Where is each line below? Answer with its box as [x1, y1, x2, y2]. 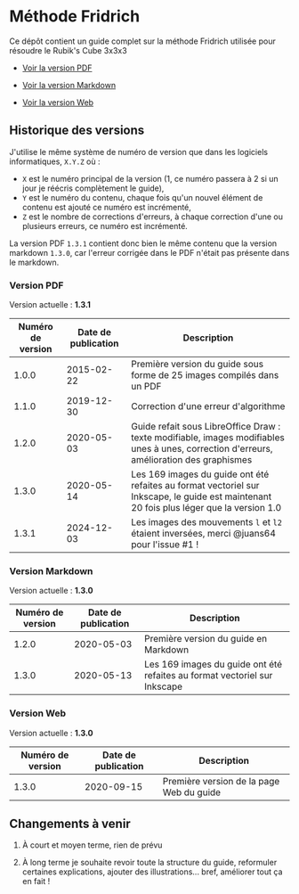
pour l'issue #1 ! [130, 538, 199, 551]
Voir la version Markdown [21, 79, 117, 90]
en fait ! [21, 876, 51, 887]
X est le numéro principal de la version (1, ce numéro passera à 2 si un [21, 173, 279, 184]
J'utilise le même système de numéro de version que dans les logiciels [9, 146, 269, 157]
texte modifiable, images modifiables [130, 431, 285, 444]
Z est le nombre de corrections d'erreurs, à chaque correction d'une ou [21, 211, 283, 222]
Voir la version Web [21, 96, 94, 108]
